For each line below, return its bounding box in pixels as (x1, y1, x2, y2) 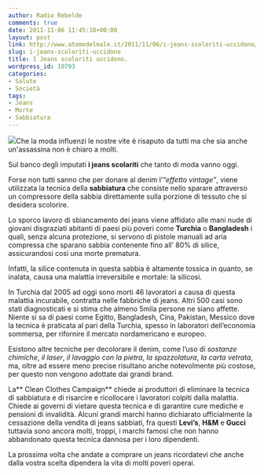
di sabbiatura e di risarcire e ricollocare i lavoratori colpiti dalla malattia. (8, 393, 239, 402)
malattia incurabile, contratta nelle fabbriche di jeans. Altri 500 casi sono (8, 295, 243, 305)
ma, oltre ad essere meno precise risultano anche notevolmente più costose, (8, 360, 256, 370)
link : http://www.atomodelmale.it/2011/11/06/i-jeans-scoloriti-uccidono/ (8, 41, 258, 49)
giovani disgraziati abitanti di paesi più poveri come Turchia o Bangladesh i (8, 223, 253, 232)
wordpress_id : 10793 (8, 63, 76, 71)
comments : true (8, 19, 58, 27)
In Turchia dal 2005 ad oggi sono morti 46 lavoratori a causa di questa (8, 287, 236, 297)
